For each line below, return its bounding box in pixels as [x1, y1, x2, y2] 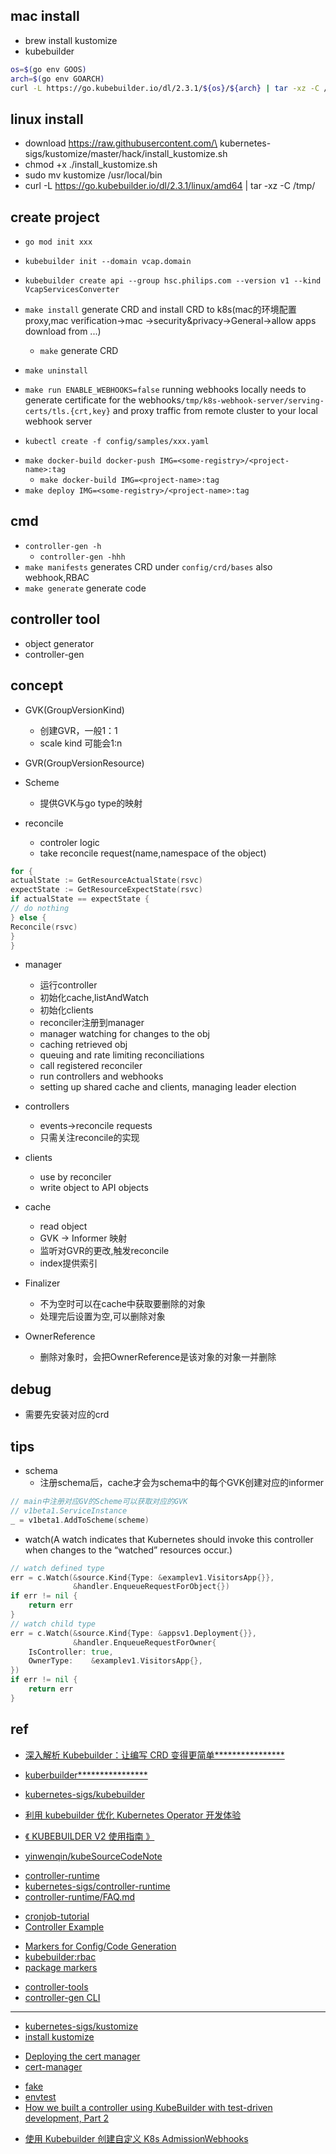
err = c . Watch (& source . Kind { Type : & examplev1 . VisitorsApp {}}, [10, 1572, 275, 1583]
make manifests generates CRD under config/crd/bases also [24, 560, 273, 573]
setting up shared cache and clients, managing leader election [39, 1081, 297, 1093]
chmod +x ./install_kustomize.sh [24, 159, 158, 171]
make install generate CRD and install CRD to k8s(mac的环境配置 [24, 304, 297, 316]
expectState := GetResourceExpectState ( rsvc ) [10, 885, 203, 895]
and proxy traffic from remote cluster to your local [112, 405, 318, 417]
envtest [24, 2090, 57, 2103]
